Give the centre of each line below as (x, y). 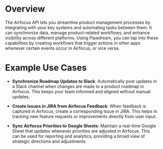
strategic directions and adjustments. (49, 141)
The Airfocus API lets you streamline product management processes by (78, 22)
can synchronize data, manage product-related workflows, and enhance (77, 33)
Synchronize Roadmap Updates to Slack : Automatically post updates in (84, 81)
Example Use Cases (46, 68)
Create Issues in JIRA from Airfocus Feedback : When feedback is (79, 106)
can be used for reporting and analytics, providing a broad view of (78, 136)
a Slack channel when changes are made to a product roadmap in (78, 86)
